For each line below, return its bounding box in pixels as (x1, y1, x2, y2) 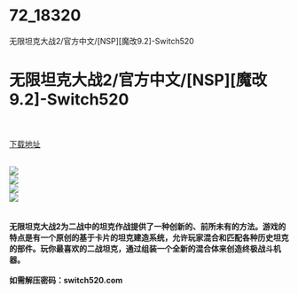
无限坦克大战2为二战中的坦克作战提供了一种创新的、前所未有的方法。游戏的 (9, 220, 286, 231)
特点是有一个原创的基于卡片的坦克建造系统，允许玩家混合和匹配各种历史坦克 (9, 232, 289, 243)
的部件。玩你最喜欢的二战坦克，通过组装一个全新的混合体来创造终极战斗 (9, 243, 273, 253)
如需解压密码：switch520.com (9, 275, 123, 285)
